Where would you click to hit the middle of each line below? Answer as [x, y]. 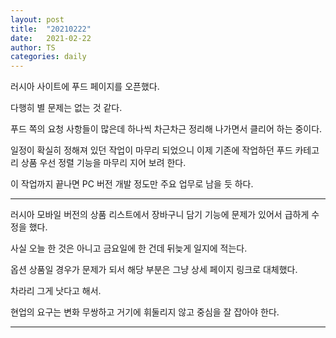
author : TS [33, 47]
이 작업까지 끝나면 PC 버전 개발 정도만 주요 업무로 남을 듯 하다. [132, 184]
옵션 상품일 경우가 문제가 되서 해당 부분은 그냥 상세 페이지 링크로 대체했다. [154, 270]
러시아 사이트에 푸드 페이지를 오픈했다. [85, 87]
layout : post [37, 19]
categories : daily [48, 57]
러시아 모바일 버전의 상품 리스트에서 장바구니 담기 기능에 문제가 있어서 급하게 [160, 215]
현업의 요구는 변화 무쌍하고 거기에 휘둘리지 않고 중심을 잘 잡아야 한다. [145, 312]
